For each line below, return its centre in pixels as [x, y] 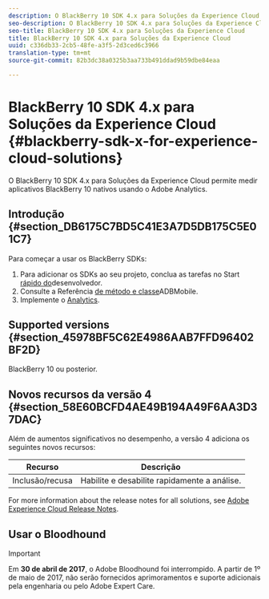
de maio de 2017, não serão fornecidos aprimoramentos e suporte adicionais [134, 577]
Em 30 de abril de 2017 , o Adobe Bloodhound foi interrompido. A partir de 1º [134, 569]
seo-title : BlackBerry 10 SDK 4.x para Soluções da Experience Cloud [127, 30]
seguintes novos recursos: [52, 447]
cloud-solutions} [66, 158]
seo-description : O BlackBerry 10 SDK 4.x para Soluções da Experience [130, 23]
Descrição [161, 467]
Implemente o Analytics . [60, 299]
